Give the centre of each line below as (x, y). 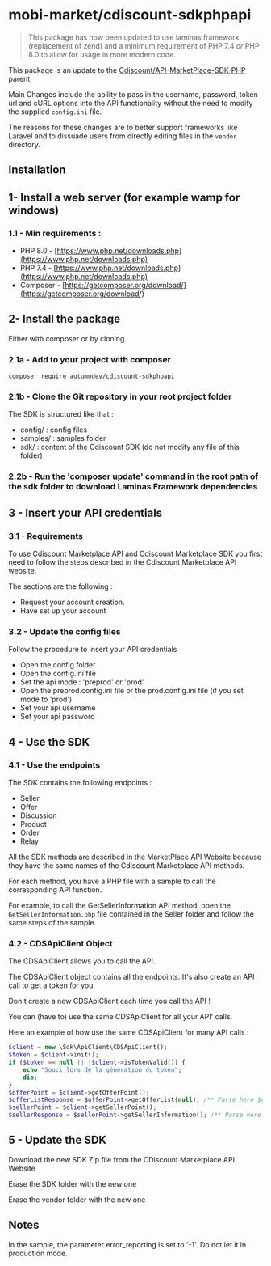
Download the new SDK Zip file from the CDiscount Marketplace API (122, 1159)
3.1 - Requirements (46, 536)
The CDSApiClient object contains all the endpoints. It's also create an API (131, 977)
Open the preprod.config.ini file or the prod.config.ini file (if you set (131, 691)
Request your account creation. (72, 602)
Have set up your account (63, 611)
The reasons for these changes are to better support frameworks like (123, 127)
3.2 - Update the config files (65, 631)
